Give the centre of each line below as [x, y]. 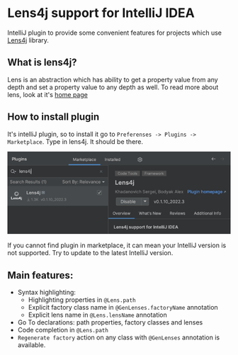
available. [32, 345]
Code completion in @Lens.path [63, 330]
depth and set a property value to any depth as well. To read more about [113, 87]
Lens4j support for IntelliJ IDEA [101, 13]
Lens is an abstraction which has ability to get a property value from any [113, 79]
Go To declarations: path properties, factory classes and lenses [110, 322]
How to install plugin [53, 117]
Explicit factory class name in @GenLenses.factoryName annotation [123, 308]
